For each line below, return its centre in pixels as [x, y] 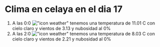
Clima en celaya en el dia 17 [64, 9]
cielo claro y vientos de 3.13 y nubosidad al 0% [61, 28]
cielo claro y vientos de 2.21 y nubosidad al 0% [62, 39]
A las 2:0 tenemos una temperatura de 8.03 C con [83, 33]
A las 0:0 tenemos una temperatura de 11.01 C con [84, 23]
